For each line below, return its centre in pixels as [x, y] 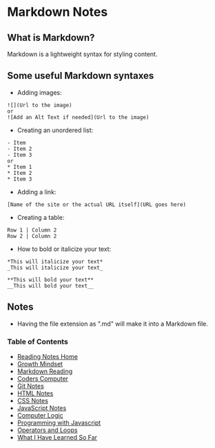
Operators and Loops [47, 430]
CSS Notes [32, 400]
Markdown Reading [45, 371]
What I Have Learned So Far [57, 437]
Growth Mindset [40, 364]
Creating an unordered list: [55, 130]
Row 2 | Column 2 [32, 236]
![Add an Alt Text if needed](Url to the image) [78, 117]
